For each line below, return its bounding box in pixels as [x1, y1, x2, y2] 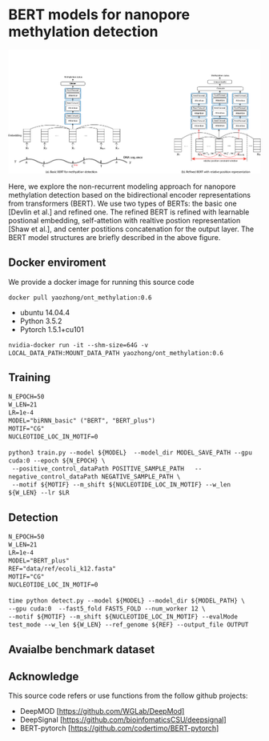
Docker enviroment [8, 256, 106, 270]
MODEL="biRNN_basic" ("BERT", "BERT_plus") [8, 417, 156, 425]
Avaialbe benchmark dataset [8, 643, 155, 656]
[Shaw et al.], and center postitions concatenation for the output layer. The [8, 224, 255, 234]
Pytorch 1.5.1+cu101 [19, 324, 84, 334]
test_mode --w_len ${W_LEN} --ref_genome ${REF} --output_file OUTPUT [8, 621, 249, 629]
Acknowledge [8, 670, 79, 683]
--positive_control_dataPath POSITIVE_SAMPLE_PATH [11, 465, 184, 473]
